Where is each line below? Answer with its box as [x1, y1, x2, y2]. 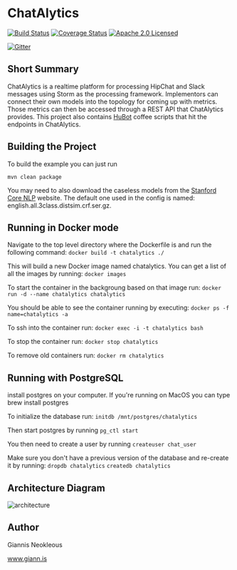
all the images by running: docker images [7, 270, 127, 278]
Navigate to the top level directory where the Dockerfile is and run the [7, 240, 212, 249]
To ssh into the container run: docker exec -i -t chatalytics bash [7, 323, 204, 332]
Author [7, 521, 39, 534]
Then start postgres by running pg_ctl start [7, 426, 139, 434]
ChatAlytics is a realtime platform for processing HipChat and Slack [7, 82, 205, 91]
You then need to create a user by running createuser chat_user [7, 440, 197, 449]
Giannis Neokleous [7, 540, 63, 549]
